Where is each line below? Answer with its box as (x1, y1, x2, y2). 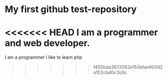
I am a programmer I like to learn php (5, 54, 82, 60)
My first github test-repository (5, 4, 137, 15)
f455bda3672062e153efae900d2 (93, 64, 163, 70)
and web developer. (5, 37, 90, 49)
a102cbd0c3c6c (93, 69, 128, 75)
